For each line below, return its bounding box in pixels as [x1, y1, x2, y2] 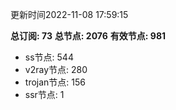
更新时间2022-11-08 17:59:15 [10, 9, 129, 20]
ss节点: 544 [24, 51, 74, 63]
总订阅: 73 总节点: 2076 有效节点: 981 [10, 30, 167, 42]
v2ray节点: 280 [24, 64, 88, 75]
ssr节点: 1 [24, 89, 65, 100]
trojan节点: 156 [24, 76, 86, 88]
